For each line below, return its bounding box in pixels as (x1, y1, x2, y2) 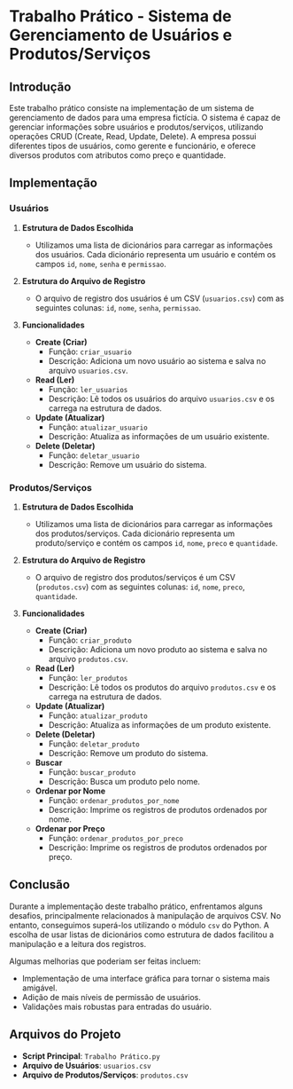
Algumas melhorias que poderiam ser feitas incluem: (9, 956, 202, 967)
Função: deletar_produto (48, 738, 140, 749)
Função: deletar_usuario (48, 450, 140, 461)
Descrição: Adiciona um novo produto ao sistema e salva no (48, 643, 268, 654)
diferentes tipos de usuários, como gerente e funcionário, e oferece (9, 140, 257, 151)
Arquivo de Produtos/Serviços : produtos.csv (21, 1069, 189, 1080)
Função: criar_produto (48, 635, 133, 645)
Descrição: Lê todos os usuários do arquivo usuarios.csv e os (48, 393, 275, 404)
